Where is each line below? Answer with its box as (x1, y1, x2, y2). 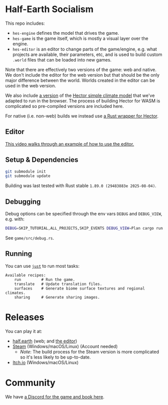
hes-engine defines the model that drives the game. (12, 30, 119, 36)
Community (5, 377, 56, 388)
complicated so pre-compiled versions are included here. (5, 103, 124, 109)
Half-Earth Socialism (5, 4, 94, 15)
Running (5, 250, 33, 258)
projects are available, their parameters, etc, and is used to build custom (12, 51, 162, 57)
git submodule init (5, 169, 46, 174)
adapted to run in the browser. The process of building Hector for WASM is (5, 97, 160, 104)
